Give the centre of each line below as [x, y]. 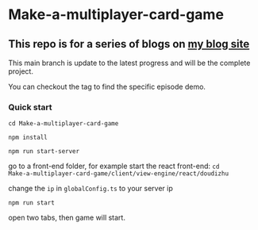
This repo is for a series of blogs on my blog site [129, 44]
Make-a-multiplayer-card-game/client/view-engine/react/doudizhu [118, 174]
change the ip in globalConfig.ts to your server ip [90, 189]
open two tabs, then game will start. [67, 218]
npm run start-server [44, 151]
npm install [28, 138]
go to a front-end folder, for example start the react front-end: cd [114, 166]
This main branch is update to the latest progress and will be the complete [129, 63]
